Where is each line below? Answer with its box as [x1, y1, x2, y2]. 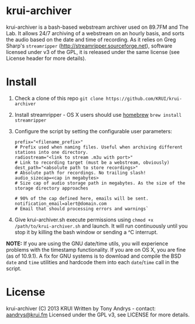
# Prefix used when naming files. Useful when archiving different [14, 144, 183, 150]
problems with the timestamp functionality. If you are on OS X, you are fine [6, 246, 186, 253]
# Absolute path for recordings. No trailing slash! [14, 170, 146, 176]
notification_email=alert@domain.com [14, 201, 107, 207]
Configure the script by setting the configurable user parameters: [14, 127, 173, 134]
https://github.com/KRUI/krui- [105, 96, 183, 102]
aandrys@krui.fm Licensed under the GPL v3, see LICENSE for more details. [6, 311, 190, 318]
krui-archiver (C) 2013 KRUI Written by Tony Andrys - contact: [6, 305, 156, 312]
